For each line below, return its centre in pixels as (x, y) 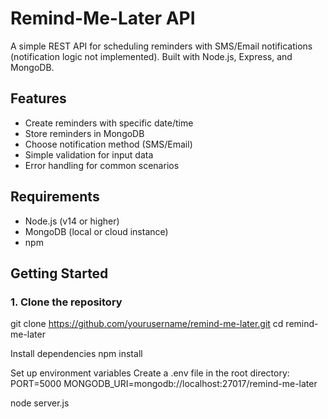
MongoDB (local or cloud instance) (96, 231)
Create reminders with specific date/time (109, 123)
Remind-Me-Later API (103, 18)
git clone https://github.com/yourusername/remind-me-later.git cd (147, 324)
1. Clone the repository (66, 302)
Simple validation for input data (89, 154)
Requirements (55, 197)
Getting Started (59, 273)
